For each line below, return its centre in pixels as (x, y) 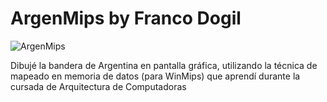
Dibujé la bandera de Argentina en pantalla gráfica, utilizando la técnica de (164, 65)
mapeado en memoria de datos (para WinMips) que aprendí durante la (155, 76)
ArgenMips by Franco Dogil (126, 18)
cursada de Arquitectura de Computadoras (98, 86)
